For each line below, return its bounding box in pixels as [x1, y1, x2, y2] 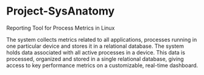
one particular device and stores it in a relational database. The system [6, 42, 185, 50]
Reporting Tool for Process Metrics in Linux [6, 24, 115, 31]
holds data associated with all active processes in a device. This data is [6, 48, 186, 56]
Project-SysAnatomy [6, 4, 115, 18]
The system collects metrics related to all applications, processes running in [6, 36, 197, 43]
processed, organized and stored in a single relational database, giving [6, 55, 184, 62]
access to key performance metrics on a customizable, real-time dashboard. [6, 62, 199, 69]
